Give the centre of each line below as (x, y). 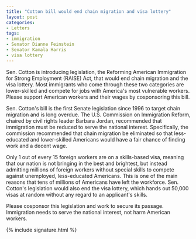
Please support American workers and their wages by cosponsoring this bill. (98, 97)
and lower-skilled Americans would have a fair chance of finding (108, 139)
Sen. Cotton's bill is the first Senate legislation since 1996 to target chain (93, 108)
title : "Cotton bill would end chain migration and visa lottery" (89, 11)
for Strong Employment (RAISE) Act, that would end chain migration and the (97, 78)
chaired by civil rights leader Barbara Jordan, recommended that (84, 120)
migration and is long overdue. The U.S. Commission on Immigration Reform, (98, 115)
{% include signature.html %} (42, 230)
